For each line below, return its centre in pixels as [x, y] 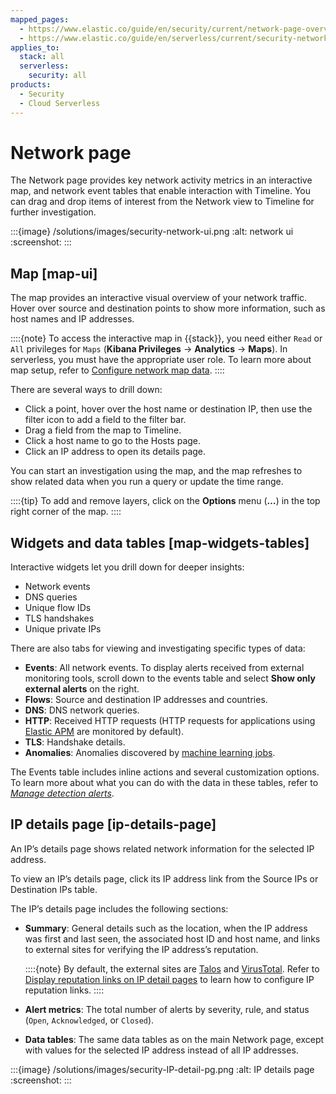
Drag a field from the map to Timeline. [103, 430]
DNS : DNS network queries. [82, 710]
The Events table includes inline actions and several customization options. [165, 772]
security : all [57, 76]
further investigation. [53, 212]
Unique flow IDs [58, 608]
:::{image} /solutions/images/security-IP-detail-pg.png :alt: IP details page [162, 1069]
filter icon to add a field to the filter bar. [105, 420]
